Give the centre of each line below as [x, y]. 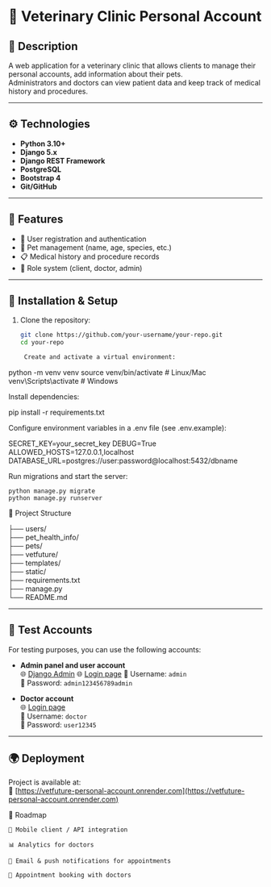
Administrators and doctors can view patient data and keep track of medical [134, 83]
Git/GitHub [39, 186]
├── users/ [27, 529]
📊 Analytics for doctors [51, 845]
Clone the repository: [55, 320]
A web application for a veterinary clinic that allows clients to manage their [132, 65]
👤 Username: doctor [53, 716]
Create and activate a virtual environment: [100, 357]
